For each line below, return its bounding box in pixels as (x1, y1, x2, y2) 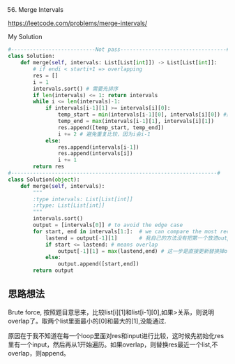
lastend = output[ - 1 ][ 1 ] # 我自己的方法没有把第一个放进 (45, 234, 218, 242)
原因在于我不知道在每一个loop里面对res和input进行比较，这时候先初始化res (8, 331, 225, 340)
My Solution (8, 33, 43, 41)
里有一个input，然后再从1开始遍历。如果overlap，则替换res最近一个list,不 (8, 340, 218, 349)
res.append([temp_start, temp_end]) (57, 124, 165, 131)
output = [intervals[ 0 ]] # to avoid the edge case (33, 221, 183, 229)
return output (33, 267, 74, 275)
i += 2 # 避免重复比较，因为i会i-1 (57, 131, 151, 138)
